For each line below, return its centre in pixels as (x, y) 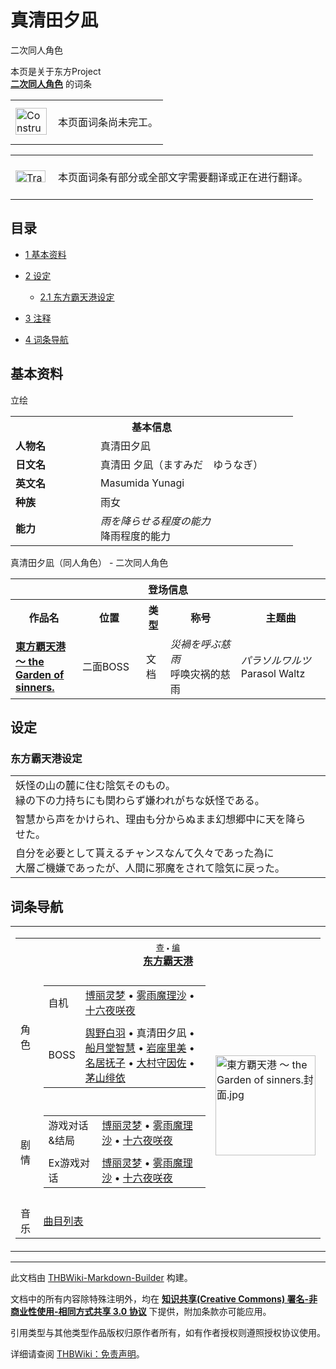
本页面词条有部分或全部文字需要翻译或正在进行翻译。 (183, 177)
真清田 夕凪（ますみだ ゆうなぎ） (182, 464)
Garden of (40, 674)
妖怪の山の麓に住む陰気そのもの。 (96, 786)
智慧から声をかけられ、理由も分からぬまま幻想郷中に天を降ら (161, 819)
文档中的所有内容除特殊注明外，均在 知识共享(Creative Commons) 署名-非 (164, 1299)
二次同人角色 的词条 (51, 83)
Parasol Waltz (273, 673)
